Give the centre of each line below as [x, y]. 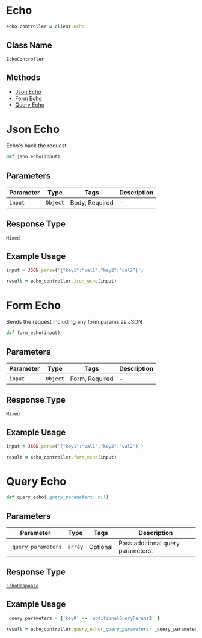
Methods [23, 78]
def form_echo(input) [33, 333]
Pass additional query [149, 544]
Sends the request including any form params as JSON [74, 322]
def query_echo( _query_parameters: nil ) [58, 497]
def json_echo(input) [33, 157]
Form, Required [92, 379]
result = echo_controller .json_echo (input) [62, 281]
